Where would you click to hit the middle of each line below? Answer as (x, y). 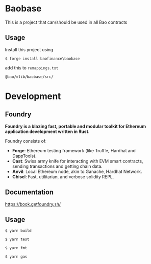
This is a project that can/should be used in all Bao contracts (66, 22)
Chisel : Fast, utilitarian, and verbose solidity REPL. (63, 177)
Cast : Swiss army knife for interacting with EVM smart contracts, (77, 161)
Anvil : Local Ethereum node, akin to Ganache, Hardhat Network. (77, 171)
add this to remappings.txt (32, 67)
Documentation (29, 192)
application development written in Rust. (47, 132)
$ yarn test (17, 239)
